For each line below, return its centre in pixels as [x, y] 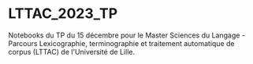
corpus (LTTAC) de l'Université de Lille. [72, 52]
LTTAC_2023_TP [63, 14]
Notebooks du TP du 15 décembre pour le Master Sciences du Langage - [127, 35]
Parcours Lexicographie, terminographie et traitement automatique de [121, 43]
